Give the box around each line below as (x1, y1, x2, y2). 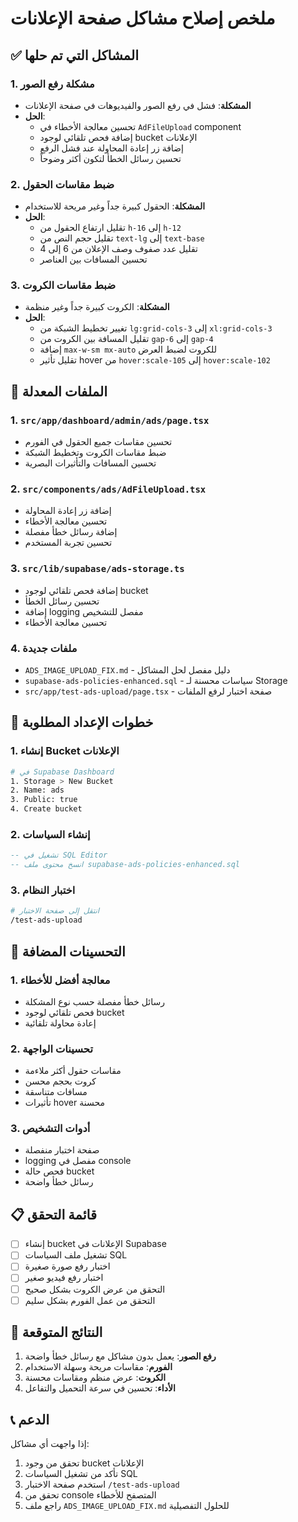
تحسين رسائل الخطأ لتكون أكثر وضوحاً (39, 152, 182, 164)
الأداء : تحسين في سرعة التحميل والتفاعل (24, 1382, 176, 1394)
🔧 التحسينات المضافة (10, 943, 126, 960)
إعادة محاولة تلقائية (24, 1017, 97, 1029)
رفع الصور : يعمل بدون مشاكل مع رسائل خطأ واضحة (24, 1350, 217, 1362)
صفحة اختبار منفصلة (24, 1144, 100, 1156)
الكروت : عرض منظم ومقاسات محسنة (24, 1372, 167, 1384)
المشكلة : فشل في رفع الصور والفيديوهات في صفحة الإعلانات (24, 99, 252, 111)
